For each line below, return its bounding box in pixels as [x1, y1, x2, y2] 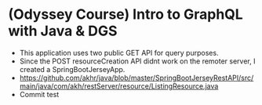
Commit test [19, 89, 60, 99]
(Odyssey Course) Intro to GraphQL [8, 5, 243, 24]
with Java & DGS [8, 22, 118, 40]
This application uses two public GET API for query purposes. [19, 48, 219, 57]
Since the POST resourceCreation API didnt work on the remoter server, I [19, 56, 256, 66]
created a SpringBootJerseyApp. [19, 64, 126, 74]
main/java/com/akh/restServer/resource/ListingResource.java [19, 81, 219, 91]
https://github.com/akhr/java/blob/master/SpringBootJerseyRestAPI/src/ [19, 73, 254, 82]
